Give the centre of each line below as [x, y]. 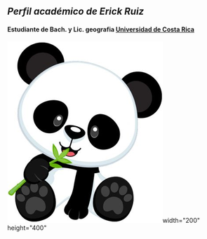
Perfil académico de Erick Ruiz [76, 12]
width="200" [181, 220]
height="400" [27, 228]
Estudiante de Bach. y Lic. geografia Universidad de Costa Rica [101, 29]
